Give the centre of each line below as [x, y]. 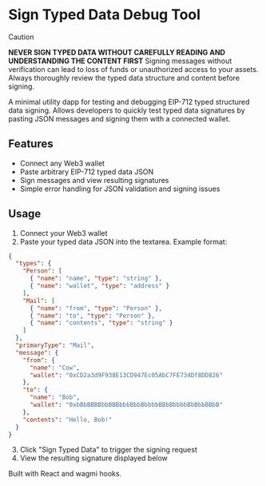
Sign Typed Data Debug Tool [105, 15]
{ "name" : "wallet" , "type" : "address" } [99, 286]
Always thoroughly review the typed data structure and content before [124, 78]
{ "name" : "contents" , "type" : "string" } [101, 323]
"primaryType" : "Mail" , [55, 345]
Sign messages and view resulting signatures [94, 180]
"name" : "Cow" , [55, 368]
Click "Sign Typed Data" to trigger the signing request [108, 450]
